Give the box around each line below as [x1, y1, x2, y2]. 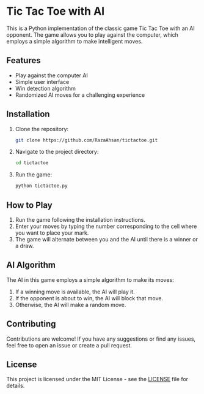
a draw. [15, 242, 34, 249]
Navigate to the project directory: [15, 148, 99, 156]
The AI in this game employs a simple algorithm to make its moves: [6, 276, 174, 283]
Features [6, 55, 41, 66]
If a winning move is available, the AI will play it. [15, 288, 136, 295]
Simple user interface [15, 78, 70, 85]
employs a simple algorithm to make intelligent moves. [6, 37, 143, 45]
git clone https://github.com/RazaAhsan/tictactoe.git [15, 137, 158, 143]
